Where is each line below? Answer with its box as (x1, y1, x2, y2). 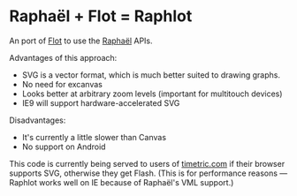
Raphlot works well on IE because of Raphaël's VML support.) (9, 177, 234, 187)
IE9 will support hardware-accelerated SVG (21, 97, 180, 108)
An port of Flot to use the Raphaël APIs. (9, 35, 153, 46)
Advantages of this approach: (9, 52, 118, 63)
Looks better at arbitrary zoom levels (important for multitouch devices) (21, 88, 283, 99)
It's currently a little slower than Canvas (21, 132, 166, 142)
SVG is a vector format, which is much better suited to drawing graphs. (21, 69, 281, 80)
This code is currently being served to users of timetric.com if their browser (9, 158, 286, 169)
